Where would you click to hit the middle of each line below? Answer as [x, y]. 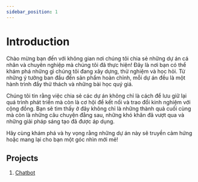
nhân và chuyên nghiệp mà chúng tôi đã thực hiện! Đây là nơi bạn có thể [96, 64]
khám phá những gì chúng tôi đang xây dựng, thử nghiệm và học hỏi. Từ [96, 71]
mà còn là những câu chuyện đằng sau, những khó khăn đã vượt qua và [95, 115]
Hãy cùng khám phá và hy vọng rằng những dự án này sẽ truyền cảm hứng [99, 133]
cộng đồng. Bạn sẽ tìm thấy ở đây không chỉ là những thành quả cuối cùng [99, 108]
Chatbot [25, 173]
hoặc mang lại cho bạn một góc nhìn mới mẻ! [62, 139]
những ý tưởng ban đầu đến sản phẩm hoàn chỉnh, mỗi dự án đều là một [96, 77]
